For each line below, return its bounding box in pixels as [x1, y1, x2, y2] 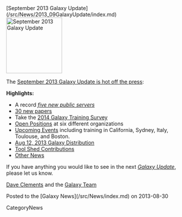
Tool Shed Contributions [14, 146, 74, 152]
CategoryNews [6, 204, 43, 211]
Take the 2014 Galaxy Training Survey [14, 114, 108, 121]
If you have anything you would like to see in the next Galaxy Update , [6, 163, 177, 170]
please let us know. [6, 169, 54, 177]
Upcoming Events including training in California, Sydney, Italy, [14, 127, 168, 133]
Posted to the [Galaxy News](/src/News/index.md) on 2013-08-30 [6, 193, 168, 200]
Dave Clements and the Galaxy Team [6, 181, 97, 188]
